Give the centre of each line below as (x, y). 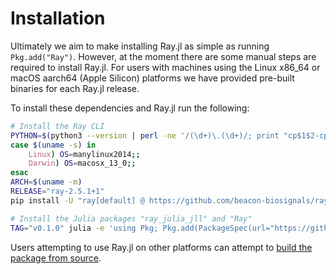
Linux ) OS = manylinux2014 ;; (84, 154)
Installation (58, 18)
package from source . (56, 258)
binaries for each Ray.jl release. (75, 88)
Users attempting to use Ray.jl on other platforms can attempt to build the (161, 247)
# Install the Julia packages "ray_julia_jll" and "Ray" (131, 218)
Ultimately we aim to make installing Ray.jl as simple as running (140, 46)
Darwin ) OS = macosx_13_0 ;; (82, 163)
